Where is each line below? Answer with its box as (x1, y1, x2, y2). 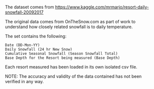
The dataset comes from (5, 4, 54, 10)
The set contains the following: (5, 34, 67, 39)
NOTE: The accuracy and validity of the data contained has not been (5, 73, 142, 79)
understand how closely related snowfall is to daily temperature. (5, 24, 133, 30)
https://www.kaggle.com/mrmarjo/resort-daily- (55, 4, 149, 10)
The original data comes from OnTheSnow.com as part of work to (5, 19, 136, 24)
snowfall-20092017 (5, 9, 44, 15)
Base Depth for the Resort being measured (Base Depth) (5, 55, 120, 60)
